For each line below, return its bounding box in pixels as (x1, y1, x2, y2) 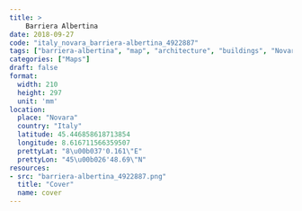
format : (9, 72, 39, 81)
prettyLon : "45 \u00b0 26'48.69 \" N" (17, 154, 147, 164)
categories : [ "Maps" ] (9, 55, 91, 64)
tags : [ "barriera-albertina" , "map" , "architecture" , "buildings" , (9, 47, 268, 56)
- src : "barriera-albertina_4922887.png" (9, 171, 167, 180)
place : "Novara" (17, 113, 78, 122)
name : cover (17, 189, 63, 198)
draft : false (9, 64, 58, 73)
